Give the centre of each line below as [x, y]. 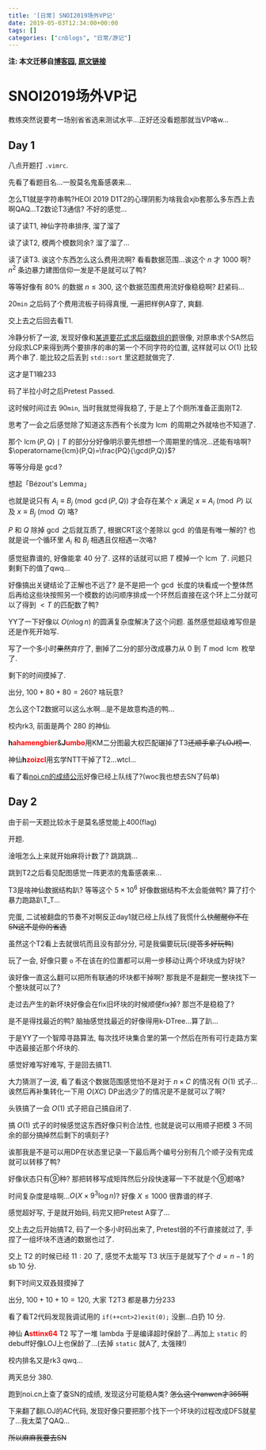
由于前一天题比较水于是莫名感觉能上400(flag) [82, 821]
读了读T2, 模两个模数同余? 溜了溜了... [69, 242]
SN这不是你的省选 [38, 926]
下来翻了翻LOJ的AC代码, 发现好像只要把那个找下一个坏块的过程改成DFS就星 [132, 1411]
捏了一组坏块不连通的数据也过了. [61, 1240]
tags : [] [23, 30]
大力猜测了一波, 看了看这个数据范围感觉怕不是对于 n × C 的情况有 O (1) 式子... [133, 1081]
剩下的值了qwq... [42, 568]
